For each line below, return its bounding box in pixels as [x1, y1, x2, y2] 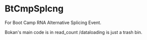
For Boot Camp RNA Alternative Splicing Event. [4, 19, 101, 25]
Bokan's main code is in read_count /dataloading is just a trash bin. [4, 29, 142, 35]
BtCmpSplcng [4, 3, 63, 14]
